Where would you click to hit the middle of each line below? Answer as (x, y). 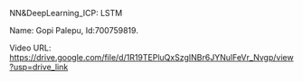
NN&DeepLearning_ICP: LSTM (66, 13)
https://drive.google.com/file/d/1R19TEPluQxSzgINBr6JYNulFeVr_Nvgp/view (151, 57)
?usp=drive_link (39, 67)
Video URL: (30, 48)
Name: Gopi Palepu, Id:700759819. (74, 30)
